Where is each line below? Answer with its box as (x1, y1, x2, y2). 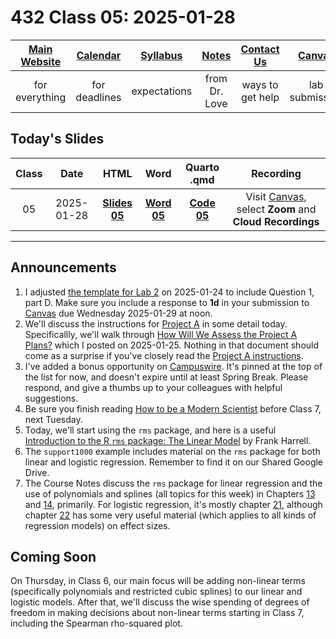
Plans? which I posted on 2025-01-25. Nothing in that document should (24, 339, 320, 351)
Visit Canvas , (245, 189, 307, 203)
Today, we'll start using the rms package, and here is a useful (24, 424, 277, 436)
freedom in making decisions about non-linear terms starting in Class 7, (10, 607, 305, 619)
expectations (131, 84, 193, 98)
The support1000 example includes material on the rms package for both (24, 445, 321, 457)
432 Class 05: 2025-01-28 (10, 6, 237, 29)
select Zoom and (236, 202, 317, 216)
